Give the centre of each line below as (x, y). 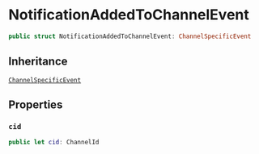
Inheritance (38, 62)
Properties (36, 105)
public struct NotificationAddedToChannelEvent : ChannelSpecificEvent (130, 36)
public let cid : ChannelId (54, 143)
